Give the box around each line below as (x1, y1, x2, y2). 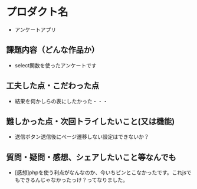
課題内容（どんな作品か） (6, 45, 99, 55)
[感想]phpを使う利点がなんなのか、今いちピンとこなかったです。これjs (14, 169, 187, 176)
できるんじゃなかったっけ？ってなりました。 (19, 177, 129, 184)
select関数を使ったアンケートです (14, 61, 97, 69)
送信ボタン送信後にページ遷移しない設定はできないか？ (14, 133, 149, 141)
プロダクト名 (6, 5, 69, 19)
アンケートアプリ (14, 26, 57, 33)
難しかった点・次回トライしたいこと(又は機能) (6, 116, 175, 126)
